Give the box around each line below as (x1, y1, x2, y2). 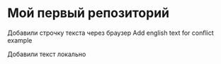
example (7, 36, 33, 44)
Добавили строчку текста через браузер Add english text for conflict (7, 28, 214, 37)
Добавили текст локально (7, 50, 86, 58)
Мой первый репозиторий (7, 5, 170, 21)
